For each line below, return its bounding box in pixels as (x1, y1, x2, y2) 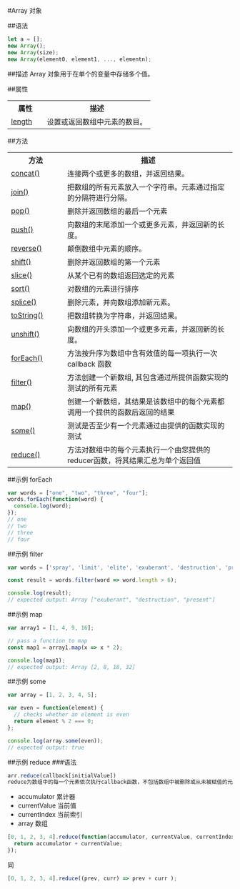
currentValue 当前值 (17, 801, 77, 810)
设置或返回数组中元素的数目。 (46, 116, 148, 126)
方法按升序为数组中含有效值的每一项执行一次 (67, 348, 218, 358)
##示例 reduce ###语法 (7, 758, 77, 766)
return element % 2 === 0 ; (14, 717, 94, 725)
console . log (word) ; (14, 502, 72, 510)
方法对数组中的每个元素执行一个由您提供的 (67, 444, 211, 455)
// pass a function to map (7, 637, 88, 645)
